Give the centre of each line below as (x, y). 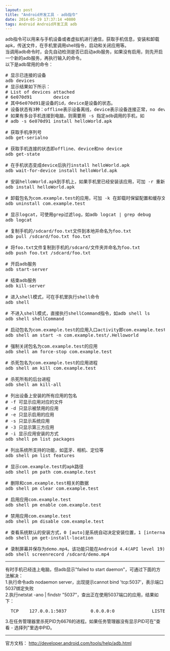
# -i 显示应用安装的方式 (32, 434)
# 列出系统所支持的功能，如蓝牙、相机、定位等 (54, 450)
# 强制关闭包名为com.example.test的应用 (51, 347)
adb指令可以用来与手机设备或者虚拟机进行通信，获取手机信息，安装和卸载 (82, 39)
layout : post (19, 10)
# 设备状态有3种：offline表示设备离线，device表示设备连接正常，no (80, 110)
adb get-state (23, 154)
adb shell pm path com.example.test (51, 472)
